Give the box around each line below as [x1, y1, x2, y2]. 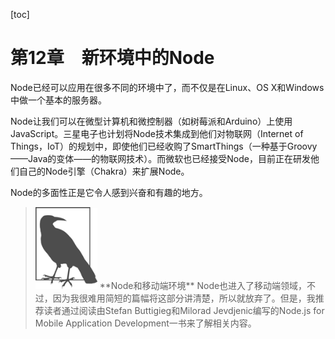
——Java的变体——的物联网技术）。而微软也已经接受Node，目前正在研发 [10, 152, 311, 164]
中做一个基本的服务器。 [10, 94, 107, 106]
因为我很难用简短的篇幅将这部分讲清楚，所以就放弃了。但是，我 [52, 292, 316, 304]
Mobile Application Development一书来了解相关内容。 [34, 317, 257, 329]
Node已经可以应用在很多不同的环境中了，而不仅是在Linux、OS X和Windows [10, 81, 325, 93]
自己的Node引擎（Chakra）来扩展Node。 [18, 165, 190, 177]
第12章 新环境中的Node [10, 47, 215, 69]
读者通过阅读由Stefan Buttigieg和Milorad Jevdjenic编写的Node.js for [43, 304, 325, 316]
